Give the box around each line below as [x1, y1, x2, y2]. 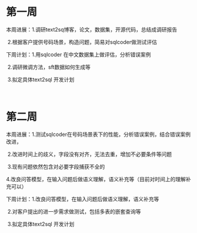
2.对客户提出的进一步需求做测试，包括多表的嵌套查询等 [7, 208, 141, 215]
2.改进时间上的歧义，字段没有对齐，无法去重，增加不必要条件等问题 [7, 151, 172, 158]
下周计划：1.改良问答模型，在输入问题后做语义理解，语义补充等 [6, 195, 159, 202]
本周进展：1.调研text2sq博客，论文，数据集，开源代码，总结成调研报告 [6, 26, 178, 33]
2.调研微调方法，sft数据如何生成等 [7, 63, 91, 71]
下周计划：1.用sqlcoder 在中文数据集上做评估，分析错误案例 [6, 51, 151, 58]
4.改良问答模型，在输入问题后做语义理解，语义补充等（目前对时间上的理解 [6, 175, 186, 182]
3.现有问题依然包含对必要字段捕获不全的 [7, 163, 105, 170]
